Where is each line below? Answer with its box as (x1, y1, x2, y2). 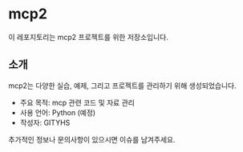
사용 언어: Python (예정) (19, 107, 96, 117)
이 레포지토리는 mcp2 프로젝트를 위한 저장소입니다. (8, 32, 168, 42)
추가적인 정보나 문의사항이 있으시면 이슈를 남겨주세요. (8, 134, 176, 144)
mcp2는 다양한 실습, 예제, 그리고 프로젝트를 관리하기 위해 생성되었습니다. (8, 81, 237, 90)
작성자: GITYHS (19, 118, 71, 127)
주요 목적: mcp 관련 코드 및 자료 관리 (19, 98, 135, 107)
